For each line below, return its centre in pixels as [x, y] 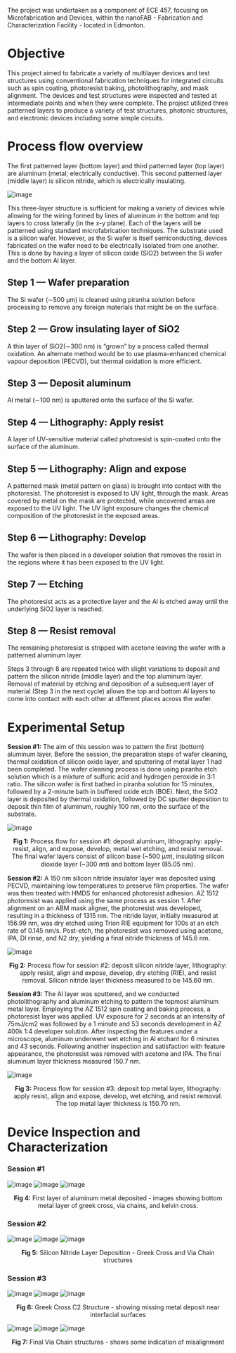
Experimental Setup [66, 727]
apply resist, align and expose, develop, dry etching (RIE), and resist [118, 973]
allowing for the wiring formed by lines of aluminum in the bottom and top [113, 215]
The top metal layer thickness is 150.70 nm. [118, 1104]
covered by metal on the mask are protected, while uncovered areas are [111, 501]
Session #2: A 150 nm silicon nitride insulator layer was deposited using [111, 879]
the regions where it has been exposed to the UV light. [86, 562]
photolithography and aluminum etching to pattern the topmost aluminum [113, 1002]
